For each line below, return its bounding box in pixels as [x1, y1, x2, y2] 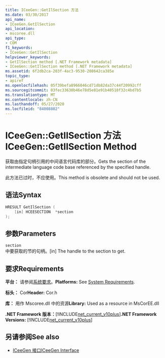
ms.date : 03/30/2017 [5, 12, 49, 17]
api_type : [5, 36, 26, 41]
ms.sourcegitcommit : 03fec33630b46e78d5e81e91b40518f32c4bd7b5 [5, 87, 142, 93]
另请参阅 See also [5, 333, 60, 341]
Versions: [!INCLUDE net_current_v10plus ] [5, 317, 93, 323]
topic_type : [5, 74, 30, 79]
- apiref [5, 78, 24, 83]
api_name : [5, 17, 26, 22]
